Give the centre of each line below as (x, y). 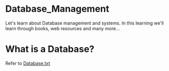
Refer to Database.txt (28, 63)
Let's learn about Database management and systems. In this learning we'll (84, 23)
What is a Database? (50, 49)
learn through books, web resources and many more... (63, 28)
